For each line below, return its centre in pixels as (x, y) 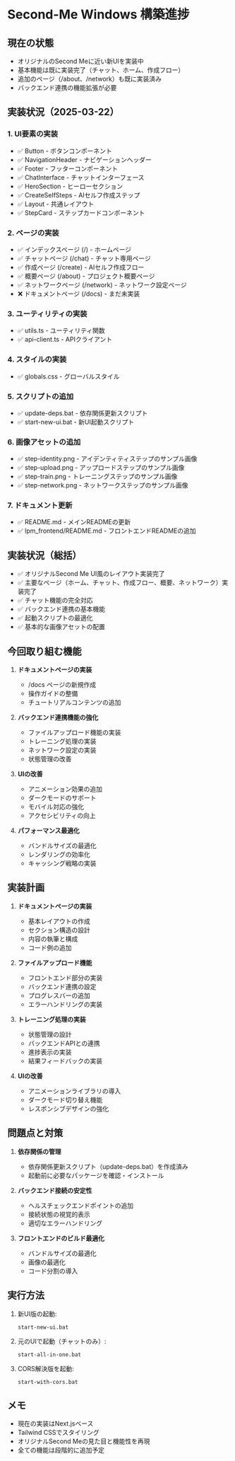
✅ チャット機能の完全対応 (55, 600)
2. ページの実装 (33, 233)
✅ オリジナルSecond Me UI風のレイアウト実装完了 (91, 574)
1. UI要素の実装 (33, 134)
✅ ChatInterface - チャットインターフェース (81, 177)
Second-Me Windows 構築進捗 (98, 15)
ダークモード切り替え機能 (65, 1099)
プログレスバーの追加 (59, 995)
